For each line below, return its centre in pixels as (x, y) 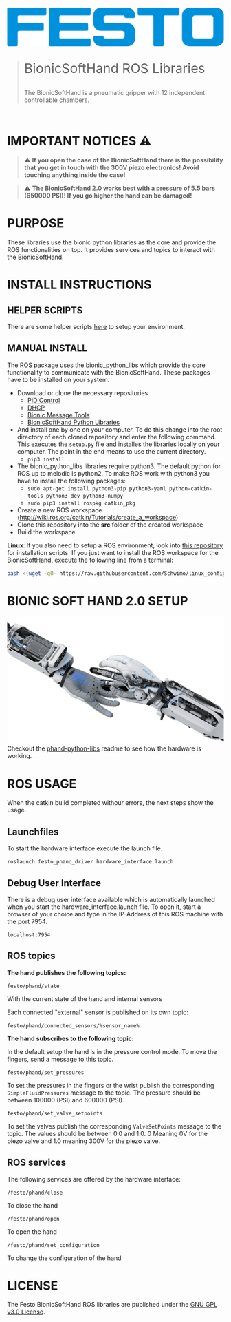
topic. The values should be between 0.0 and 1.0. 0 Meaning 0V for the (108, 1133)
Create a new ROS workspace (59, 510)
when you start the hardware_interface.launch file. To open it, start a (104, 907)
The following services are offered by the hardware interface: (94, 1179)
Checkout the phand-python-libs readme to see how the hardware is (104, 748)
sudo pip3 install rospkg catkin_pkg (81, 503)
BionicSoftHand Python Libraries (74, 422)
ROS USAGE (42, 784)
